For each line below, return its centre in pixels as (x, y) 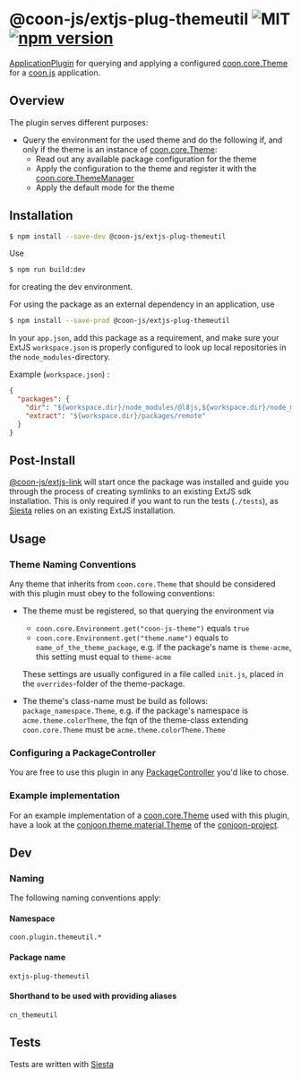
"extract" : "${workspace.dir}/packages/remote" (116, 416)
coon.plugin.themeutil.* (56, 937)
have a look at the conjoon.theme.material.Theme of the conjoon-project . (144, 824)
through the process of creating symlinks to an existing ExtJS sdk (130, 491)
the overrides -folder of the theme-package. (103, 683)
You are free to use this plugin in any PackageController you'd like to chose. (149, 772)
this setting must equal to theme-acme (103, 656)
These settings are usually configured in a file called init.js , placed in (153, 674)
